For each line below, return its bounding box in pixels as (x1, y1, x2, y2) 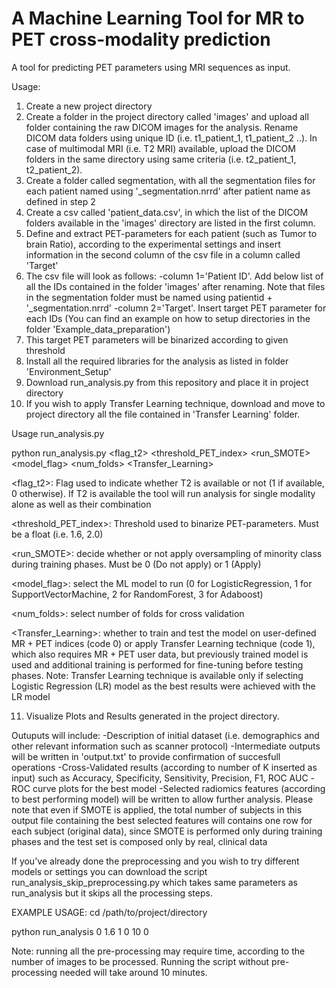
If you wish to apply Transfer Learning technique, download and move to (25, 397, 326, 409)
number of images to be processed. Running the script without (11, 955, 270, 967)
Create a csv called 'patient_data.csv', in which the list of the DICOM (25, 206, 309, 218)
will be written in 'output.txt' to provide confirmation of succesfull (11, 750, 281, 762)
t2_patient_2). (25, 163, 83, 176)
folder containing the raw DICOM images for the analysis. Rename (25, 121, 299, 133)
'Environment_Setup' (25, 365, 112, 377)
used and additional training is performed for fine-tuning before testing (11, 658, 304, 671)
